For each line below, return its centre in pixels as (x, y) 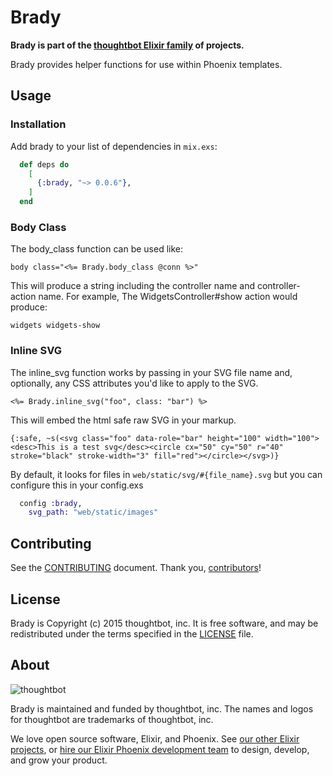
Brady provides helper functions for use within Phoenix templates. (146, 64)
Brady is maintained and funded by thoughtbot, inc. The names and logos (162, 708)
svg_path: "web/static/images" (93, 512)
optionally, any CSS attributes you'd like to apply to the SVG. (134, 383)
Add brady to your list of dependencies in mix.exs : (114, 146)
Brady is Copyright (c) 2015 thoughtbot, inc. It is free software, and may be (164, 623)
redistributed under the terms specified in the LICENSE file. (132, 633)
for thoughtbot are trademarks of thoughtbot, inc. (112, 719)
